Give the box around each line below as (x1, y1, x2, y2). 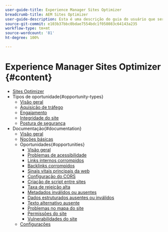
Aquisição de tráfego (19, 104, 63, 110)
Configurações (19, 221, 51, 227)
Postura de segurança (19, 120, 66, 126)
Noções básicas (19, 136, 53, 142)
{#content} (5, 72, 52, 83)
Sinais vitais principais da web (27, 168, 90, 174)
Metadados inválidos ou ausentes (27, 189, 97, 195)
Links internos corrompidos (27, 157, 84, 163)
